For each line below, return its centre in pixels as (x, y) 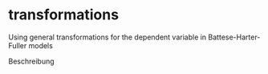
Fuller (18, 45)
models (41, 45)
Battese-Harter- (234, 37)
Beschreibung (31, 61)
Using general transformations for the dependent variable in (108, 37)
